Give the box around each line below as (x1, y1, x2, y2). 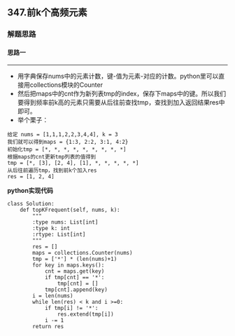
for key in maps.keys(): (32, 262, 105, 269)
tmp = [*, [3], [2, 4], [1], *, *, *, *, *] (7, 159, 139, 166)
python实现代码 (7, 186, 54, 194)
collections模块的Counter (29, 80, 104, 89)
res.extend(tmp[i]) (57, 311, 114, 318)
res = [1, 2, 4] (7, 173, 55, 180)
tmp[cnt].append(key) (44, 286, 108, 293)
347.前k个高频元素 (7, 6, 87, 19)
